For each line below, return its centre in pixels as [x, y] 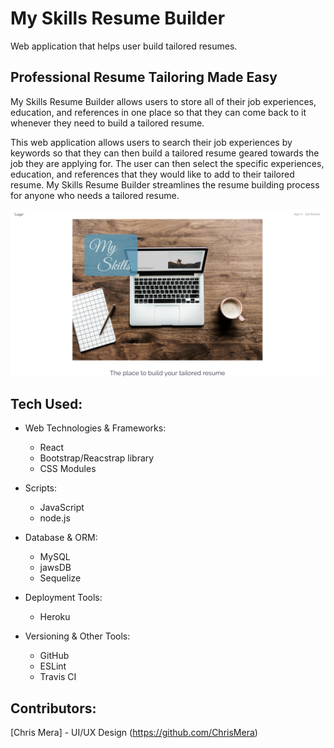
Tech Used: [46, 403]
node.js [55, 518]
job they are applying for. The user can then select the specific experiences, [167, 163]
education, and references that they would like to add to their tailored [152, 174]
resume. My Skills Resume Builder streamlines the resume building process [165, 184]
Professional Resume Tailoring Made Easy [144, 77]
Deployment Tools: [63, 598]
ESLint [53, 666]
